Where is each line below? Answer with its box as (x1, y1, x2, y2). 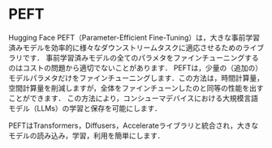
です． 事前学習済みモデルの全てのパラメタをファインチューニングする (22, 53, 259, 62)
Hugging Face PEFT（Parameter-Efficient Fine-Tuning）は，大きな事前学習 (8, 32, 260, 42)
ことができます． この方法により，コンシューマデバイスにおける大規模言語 (8, 93, 258, 103)
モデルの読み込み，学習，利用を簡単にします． (8, 130, 165, 140)
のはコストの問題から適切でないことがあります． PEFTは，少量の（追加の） (8, 62, 263, 73)
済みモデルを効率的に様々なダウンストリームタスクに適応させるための (8, 42, 244, 53)
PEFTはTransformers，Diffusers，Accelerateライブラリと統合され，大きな (8, 121, 259, 130)
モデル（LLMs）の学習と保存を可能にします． (8, 103, 162, 113)
